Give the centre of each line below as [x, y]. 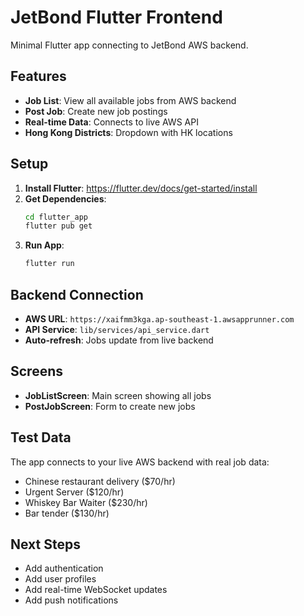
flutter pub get [58, 226]
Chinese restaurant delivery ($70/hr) [100, 481]
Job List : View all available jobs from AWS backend [130, 100]
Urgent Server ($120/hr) [74, 492]
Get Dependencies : [65, 198]
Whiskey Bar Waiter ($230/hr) [86, 502]
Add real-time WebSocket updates [96, 590]
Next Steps [45, 544]
